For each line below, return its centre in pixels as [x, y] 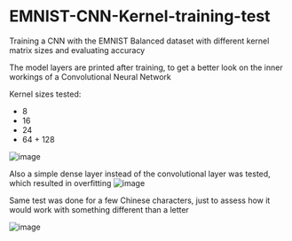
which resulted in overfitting [60, 183]
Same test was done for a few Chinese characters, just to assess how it [140, 200]
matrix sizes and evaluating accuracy [77, 50]
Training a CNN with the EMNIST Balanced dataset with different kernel [139, 41]
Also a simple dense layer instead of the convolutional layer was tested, [140, 174]
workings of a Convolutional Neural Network [90, 76]
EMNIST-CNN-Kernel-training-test [140, 16]
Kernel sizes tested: [45, 94]
